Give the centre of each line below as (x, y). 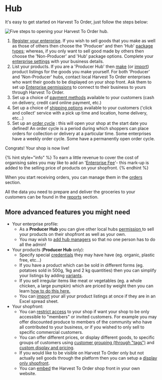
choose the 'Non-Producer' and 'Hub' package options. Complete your (83, 56)
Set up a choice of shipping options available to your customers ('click (82, 108)
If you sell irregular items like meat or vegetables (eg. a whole (81, 281)
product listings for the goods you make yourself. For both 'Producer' (81, 71)
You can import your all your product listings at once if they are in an (87, 296)
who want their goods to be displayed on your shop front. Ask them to (82, 82)
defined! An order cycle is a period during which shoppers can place (80, 128)
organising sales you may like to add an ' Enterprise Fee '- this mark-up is (77, 163)
